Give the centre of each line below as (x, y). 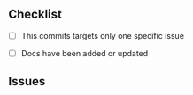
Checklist (35, 15)
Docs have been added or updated (85, 53)
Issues (27, 81)
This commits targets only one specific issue (103, 35)
